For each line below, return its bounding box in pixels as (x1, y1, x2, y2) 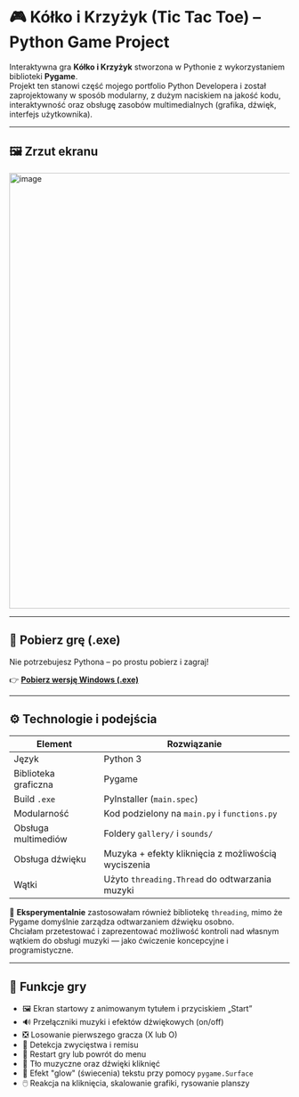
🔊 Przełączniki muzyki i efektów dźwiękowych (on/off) (21, 1017, 224, 1028)
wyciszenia (103, 858, 151, 871)
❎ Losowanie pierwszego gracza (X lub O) (21, 1029, 178, 1040)
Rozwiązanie (166, 738, 222, 751)
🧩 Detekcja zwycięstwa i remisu (21, 1039, 139, 1051)
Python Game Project (9, 32, 170, 53)
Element (36, 738, 73, 751)
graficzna (13, 778, 53, 791)
